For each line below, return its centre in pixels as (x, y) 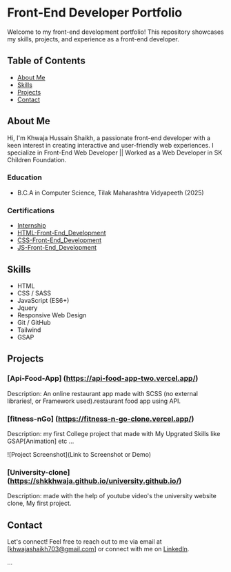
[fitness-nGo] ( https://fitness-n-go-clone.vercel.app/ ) (101, 419)
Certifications (31, 210)
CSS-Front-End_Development (59, 240)
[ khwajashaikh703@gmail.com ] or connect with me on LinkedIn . (98, 549)
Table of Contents (47, 61)
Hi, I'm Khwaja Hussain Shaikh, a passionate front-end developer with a (109, 138)
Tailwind (29, 330)
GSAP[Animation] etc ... (41, 441)
